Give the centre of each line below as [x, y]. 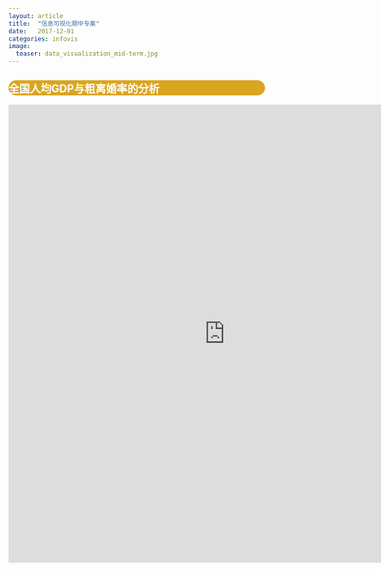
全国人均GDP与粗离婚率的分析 [84, 89]
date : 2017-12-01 [42, 31]
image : [20, 46]
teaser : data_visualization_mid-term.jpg [87, 54]
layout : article [36, 16]
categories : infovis [44, 39]
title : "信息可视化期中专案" [54, 24]
